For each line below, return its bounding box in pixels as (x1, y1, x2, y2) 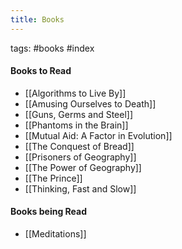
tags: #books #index (10, 42, 95, 54)
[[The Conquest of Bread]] (24, 140, 135, 152)
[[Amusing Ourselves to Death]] (24, 97, 157, 110)
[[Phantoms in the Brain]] (24, 119, 129, 131)
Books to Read (10, 65, 72, 77)
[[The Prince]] (24, 172, 83, 184)
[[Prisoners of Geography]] (24, 151, 137, 163)
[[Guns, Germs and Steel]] (24, 108, 134, 120)
